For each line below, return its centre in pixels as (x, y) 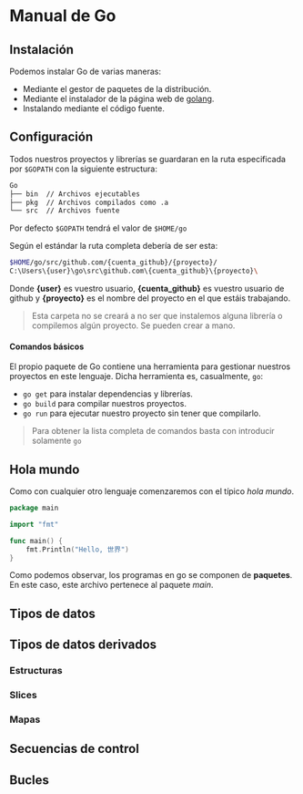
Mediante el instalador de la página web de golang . (118, 98)
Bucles (30, 780)
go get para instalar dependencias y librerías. (108, 394)
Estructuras (36, 671)
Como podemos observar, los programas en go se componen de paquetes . (151, 575)
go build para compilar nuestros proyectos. (104, 404)
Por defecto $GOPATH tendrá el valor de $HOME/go (98, 228)
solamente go (56, 441)
